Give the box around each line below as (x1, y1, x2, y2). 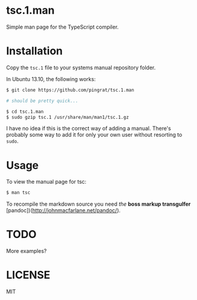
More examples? (6, 248, 47, 255)
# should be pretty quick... (6, 98, 79, 104)
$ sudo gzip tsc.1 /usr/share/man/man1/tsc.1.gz (6, 114, 129, 120)
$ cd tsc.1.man (6, 109, 44, 115)
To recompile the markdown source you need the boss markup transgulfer (6, 200, 191, 208)
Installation (6, 44, 63, 58)
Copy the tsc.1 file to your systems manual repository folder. (6, 64, 156, 71)
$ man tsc (6, 190, 31, 196)
